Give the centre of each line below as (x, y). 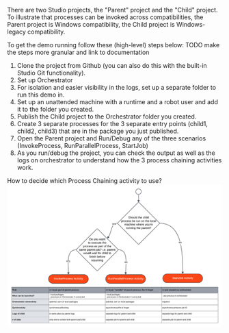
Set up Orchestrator (45, 80)
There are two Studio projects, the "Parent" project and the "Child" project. (112, 10)
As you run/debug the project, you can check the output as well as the (116, 153)
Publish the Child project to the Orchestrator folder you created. (107, 116)
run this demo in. (41, 95)
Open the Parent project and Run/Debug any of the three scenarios (111, 138)
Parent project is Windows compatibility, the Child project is (91, 24)
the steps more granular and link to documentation (78, 52)
